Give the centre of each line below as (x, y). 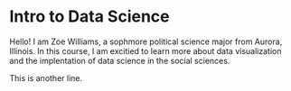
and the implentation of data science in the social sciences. (120, 60)
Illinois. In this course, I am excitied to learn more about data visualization (145, 50)
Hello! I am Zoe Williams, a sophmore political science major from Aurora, (146, 41)
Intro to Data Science (89, 17)
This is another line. (46, 77)
